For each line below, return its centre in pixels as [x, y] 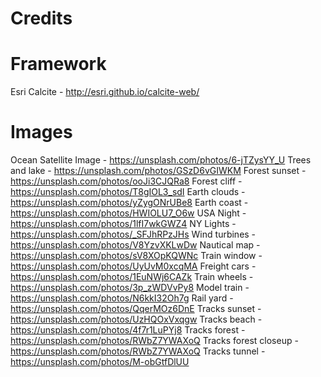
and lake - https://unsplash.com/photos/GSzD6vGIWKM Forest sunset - [158, 171]
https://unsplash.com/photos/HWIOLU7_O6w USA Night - [128, 213]
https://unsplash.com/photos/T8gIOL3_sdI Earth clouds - [128, 192]
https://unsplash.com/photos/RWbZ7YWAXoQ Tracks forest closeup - [154, 341]
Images [41, 132]
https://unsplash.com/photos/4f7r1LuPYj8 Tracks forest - [128, 330]
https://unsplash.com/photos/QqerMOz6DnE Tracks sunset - [136, 309]
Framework [58, 64]
